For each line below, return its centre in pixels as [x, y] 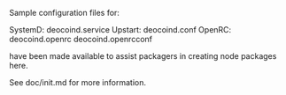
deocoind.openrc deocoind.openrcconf [81, 39]
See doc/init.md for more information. [77, 82]
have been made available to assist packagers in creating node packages [143, 56]
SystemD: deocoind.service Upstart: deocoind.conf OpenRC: [120, 29]
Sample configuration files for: [64, 13]
